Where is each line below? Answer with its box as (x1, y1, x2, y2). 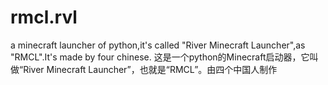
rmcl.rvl (10, 6, 78, 29)
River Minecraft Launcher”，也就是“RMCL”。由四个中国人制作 (23, 63, 278, 75)
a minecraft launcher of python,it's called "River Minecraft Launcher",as (10, 39, 306, 51)
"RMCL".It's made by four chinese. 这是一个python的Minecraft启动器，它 (10, 51, 310, 63)
